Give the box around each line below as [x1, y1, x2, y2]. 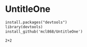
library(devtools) [5, 24, 43, 29]
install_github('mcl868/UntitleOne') [5, 29, 83, 34]
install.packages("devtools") [5, 20, 68, 25]
